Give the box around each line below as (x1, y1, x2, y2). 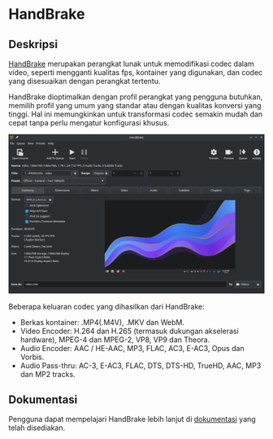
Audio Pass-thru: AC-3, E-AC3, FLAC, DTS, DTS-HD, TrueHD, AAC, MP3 (19, 360, 262, 371)
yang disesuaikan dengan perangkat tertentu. (8, 77, 161, 86)
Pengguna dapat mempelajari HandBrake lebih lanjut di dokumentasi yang (8, 415, 256, 424)
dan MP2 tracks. (19, 369, 76, 379)
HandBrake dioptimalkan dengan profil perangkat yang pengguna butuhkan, (8, 92, 263, 102)
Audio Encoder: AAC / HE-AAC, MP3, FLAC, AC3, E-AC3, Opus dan (19, 343, 245, 353)
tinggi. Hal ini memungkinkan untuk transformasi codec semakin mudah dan (8, 109, 263, 119)
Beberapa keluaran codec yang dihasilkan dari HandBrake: (8, 301, 205, 311)
